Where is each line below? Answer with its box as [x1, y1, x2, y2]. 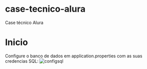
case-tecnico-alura [5, 3, 86, 15]
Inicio [5, 37, 28, 48]
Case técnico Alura [5, 20, 44, 25]
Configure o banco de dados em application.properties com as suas [5, 53, 143, 59]
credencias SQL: [5, 58, 39, 64]
